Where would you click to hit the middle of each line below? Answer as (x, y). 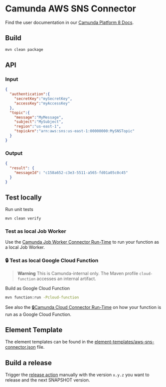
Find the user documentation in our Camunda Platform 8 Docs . (70, 22)
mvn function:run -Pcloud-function (42, 297)
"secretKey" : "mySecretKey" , (43, 99)
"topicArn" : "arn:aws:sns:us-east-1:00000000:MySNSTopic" (75, 131)
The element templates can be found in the (49, 342)
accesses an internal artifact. (66, 279)
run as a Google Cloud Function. (38, 314)
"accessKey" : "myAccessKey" (42, 103)
